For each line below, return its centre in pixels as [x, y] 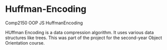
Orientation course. [25, 43]
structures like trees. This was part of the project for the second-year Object [84, 38]
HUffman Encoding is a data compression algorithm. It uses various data [80, 32]
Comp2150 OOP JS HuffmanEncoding [44, 23]
